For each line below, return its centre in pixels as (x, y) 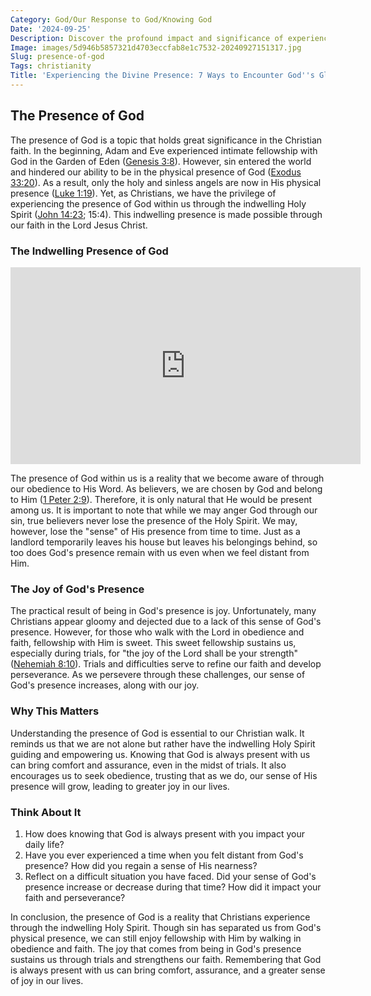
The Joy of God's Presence (77, 589)
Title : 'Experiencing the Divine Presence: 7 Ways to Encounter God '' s (162, 76)
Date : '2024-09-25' (51, 29)
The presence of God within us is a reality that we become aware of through (167, 478)
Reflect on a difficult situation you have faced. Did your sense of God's (170, 876)
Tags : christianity (51, 66)
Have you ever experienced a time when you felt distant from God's (164, 855)
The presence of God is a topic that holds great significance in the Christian (166, 140)
